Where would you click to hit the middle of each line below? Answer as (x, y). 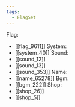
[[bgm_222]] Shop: (38, 84)
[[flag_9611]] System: (41, 46)
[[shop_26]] (29, 91)
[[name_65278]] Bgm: (42, 78)
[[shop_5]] (28, 97)
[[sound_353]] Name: (41, 72)
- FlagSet (24, 17)
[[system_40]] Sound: (42, 52)
